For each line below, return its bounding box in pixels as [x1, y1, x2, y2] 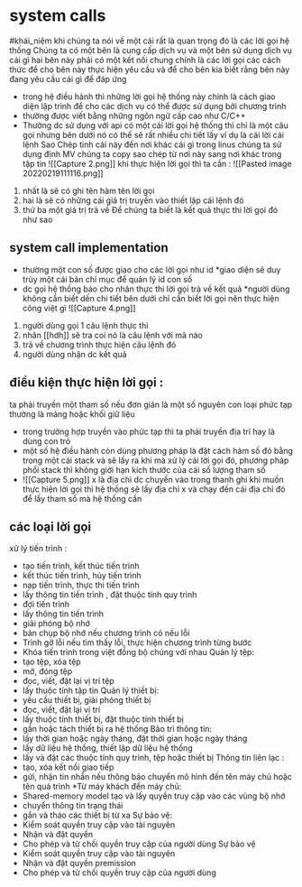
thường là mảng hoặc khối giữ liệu [9, 408, 135, 420]
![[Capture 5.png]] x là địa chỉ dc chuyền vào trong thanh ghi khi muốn [22, 474, 284, 485]
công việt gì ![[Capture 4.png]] [22, 302, 136, 313]
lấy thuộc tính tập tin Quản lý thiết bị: [22, 685, 160, 696]
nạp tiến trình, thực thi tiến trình [22, 579, 140, 591]
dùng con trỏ [22, 435, 71, 447]
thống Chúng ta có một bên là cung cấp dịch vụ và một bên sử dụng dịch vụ [9, 44, 293, 55]
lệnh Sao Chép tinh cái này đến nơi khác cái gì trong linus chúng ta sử [22, 139, 282, 150]
